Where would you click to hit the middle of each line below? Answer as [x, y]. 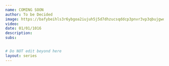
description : [19, 33]
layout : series [21, 55]
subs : [11, 38]
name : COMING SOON [24, 10]
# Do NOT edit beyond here [33, 51]
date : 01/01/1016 [23, 28]
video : [12, 24]
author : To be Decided [29, 14]
